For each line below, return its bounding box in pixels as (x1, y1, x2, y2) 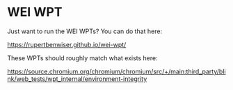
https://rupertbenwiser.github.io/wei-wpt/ (7, 40, 127, 48)
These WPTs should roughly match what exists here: (7, 53, 158, 62)
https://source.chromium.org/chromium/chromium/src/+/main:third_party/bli (7, 67, 226, 75)
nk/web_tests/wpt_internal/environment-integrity (7, 74, 147, 83)
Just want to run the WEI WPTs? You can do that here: (7, 27, 162, 35)
